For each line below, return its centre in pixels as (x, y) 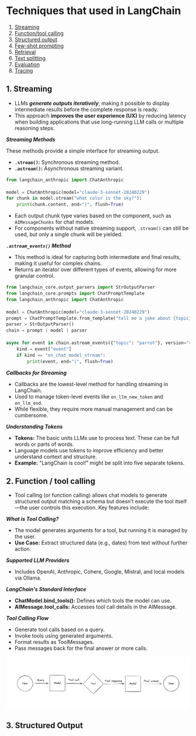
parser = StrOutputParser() (40, 324)
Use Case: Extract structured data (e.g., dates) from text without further (101, 543)
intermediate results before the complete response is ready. (86, 109)
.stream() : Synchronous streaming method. (67, 162)
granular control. (34, 276)
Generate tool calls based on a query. (60, 630)
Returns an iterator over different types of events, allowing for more (95, 270)
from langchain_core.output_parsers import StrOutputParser (81, 287)
